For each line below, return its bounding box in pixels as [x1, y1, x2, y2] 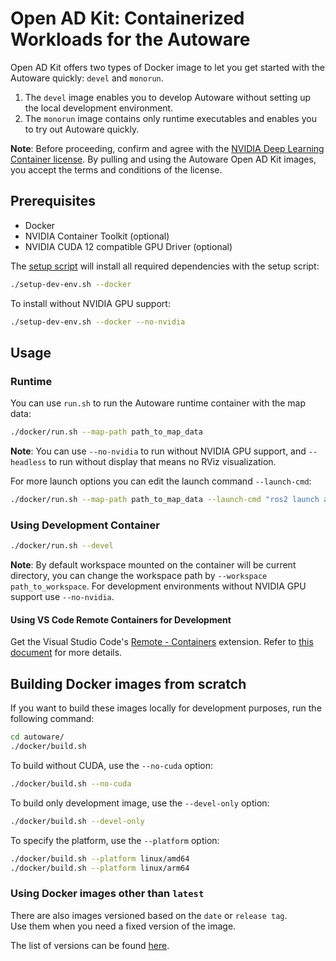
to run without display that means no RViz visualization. [48, 456, 277, 468]
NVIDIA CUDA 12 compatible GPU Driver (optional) [24, 240, 233, 252]
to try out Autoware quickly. [24, 123, 140, 135]
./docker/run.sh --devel [10, 541, 114, 551]
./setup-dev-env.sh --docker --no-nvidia [10, 317, 186, 327]
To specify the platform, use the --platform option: [10, 834, 220, 846]
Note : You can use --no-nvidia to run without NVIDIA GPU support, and [10, 445, 307, 457]
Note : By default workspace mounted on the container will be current [10, 559, 297, 571]
